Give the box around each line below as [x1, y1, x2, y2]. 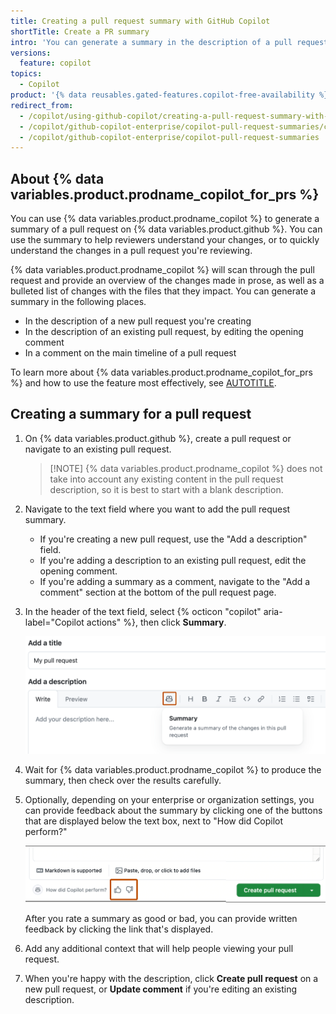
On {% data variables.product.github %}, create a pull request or [24, 432, 292, 444]
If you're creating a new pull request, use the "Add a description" [39, 533, 308, 545]
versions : [10, 48, 52, 58]
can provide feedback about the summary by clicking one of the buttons [24, 804, 323, 816]
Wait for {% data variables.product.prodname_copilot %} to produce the [24, 763, 322, 775]
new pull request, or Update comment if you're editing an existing [24, 983, 298, 995]
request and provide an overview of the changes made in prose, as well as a [10, 275, 325, 287]
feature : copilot [19, 58, 92, 69]
